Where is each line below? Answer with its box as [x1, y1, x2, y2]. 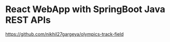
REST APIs [5, 14, 51, 26]
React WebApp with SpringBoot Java [5, 4, 165, 15]
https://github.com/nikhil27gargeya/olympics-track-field [5, 31, 124, 37]
